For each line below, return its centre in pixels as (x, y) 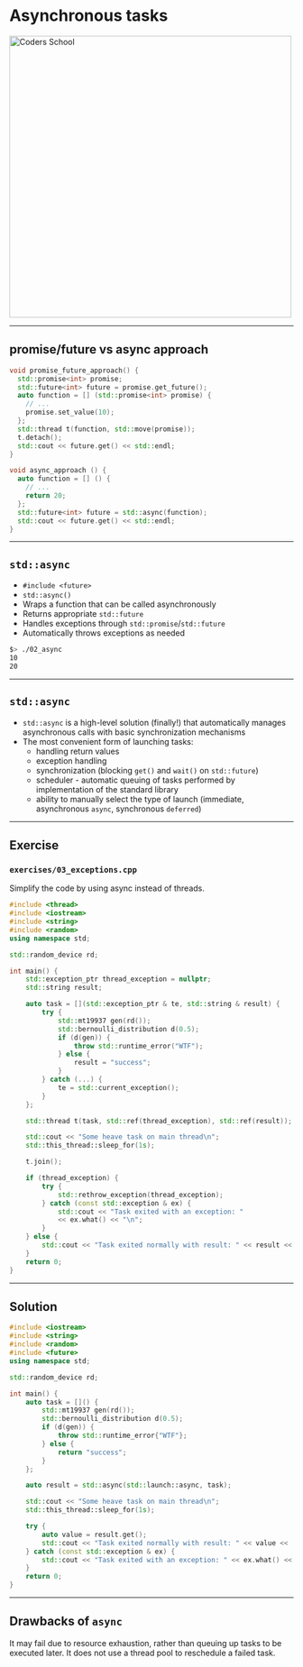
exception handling (71, 760)
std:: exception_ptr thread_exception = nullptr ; (119, 979)
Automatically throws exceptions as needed (104, 633)
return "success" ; (92, 1452)
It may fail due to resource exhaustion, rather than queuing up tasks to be (146, 1643)
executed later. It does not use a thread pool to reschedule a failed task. (142, 1653)
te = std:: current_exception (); (118, 1087)
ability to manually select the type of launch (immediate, (140, 799)
